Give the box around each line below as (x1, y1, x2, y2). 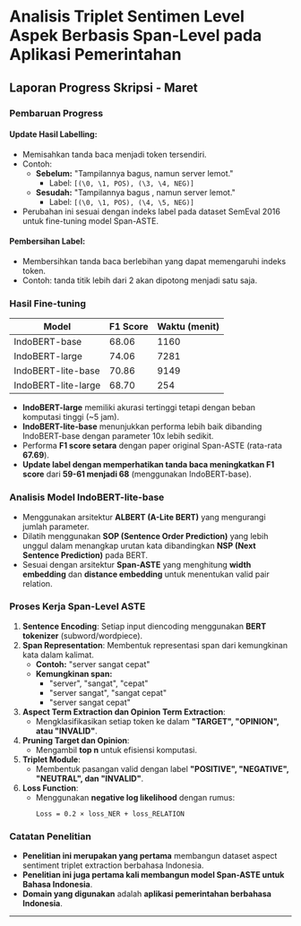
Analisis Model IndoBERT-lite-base (9, 491, 165, 503)
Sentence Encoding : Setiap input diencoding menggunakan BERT (21, 621, 267, 631)
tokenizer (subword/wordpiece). (21, 630, 143, 641)
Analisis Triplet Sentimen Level (9, 6, 245, 27)
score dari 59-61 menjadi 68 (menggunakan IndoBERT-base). (21, 468, 253, 480)
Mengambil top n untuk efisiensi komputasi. (35, 744, 197, 755)
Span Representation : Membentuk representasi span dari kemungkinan (21, 639, 288, 650)
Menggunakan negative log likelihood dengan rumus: (35, 792, 236, 802)
